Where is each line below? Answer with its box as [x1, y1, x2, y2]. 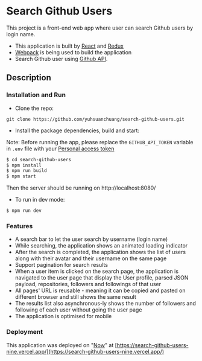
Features [6, 222, 33, 230]
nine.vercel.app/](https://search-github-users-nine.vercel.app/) [6, 348, 165, 355]
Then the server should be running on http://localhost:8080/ [6, 184, 156, 191]
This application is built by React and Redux [14, 42, 124, 50]
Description [6, 72, 51, 83]
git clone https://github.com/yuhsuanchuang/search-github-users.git [6, 116, 185, 122]
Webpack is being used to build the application [14, 48, 132, 56]
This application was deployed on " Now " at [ [6, 341, 118, 348]
